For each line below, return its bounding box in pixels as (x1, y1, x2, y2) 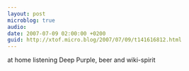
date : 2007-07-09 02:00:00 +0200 (7, 30, 106, 37)
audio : (7, 23, 27, 30)
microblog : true (7, 17, 55, 24)
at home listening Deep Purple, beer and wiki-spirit (7, 56, 156, 64)
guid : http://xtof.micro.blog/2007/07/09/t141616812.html (7, 37, 182, 44)
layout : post (7, 10, 46, 18)
